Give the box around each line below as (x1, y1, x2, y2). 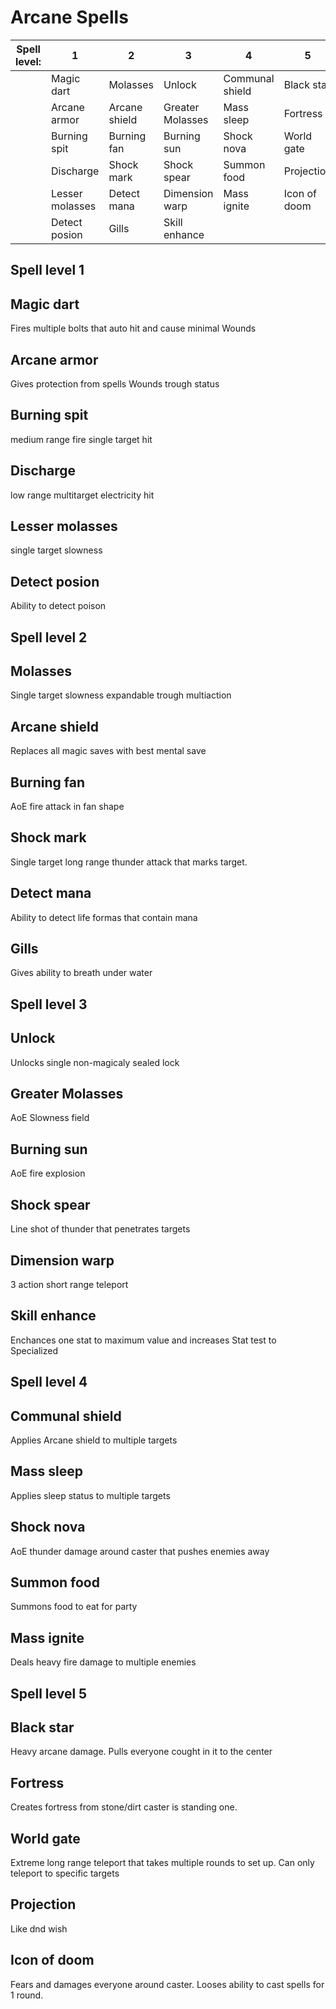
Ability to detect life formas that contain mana (10, 911, 198, 923)
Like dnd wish (10, 1922, 68, 1935)
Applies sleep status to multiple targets (10, 1489, 171, 1501)
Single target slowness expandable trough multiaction (10, 689, 232, 701)
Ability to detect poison (10, 600, 107, 612)
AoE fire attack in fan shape (10, 801, 125, 813)
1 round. (10, 1989, 44, 2001)
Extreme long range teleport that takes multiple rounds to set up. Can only (10, 1857, 315, 1869)
